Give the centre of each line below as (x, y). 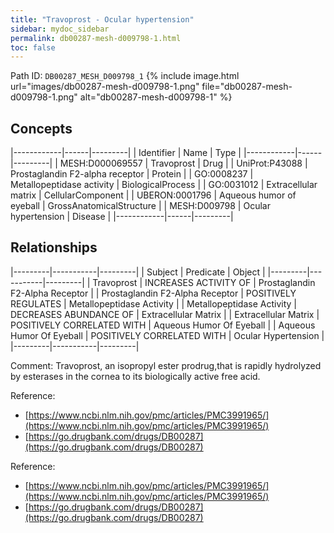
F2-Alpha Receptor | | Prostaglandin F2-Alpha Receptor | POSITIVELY (153, 293)
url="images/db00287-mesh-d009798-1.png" (105, 87)
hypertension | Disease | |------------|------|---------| (122, 217)
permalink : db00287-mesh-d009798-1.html (96, 38)
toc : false (33, 47)
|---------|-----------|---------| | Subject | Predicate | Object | (138, 272)
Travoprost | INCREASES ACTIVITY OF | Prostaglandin (204, 282)
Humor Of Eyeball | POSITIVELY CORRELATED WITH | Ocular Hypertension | (167, 335)
